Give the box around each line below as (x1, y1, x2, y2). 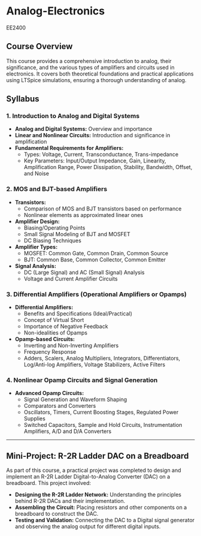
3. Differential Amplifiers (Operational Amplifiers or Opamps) (6, 290, 187, 298)
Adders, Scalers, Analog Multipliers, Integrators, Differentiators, (23, 355, 181, 362)
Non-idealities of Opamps (23, 329, 88, 336)
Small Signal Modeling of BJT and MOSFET (23, 230, 130, 237)
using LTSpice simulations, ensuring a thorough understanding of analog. (6, 76, 187, 83)
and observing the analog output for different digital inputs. (14, 523, 161, 530)
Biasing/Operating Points (23, 224, 86, 231)
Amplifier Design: (14, 218, 60, 225)
